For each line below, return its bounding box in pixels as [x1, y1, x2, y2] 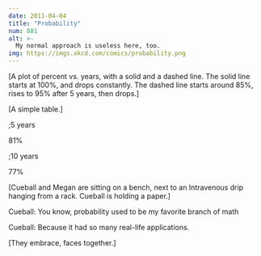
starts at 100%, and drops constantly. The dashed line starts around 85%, [8, 80, 254, 90]
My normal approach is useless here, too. [15, 42, 161, 50]
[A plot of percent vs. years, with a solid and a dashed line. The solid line [8, 72, 250, 81]
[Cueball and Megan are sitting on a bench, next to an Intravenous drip [8, 183, 244, 192]
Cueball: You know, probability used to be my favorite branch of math [8, 207, 239, 216]
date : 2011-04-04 [8, 11, 67, 20]
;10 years [8, 151, 39, 161]
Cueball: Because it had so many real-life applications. [8, 223, 190, 232]
